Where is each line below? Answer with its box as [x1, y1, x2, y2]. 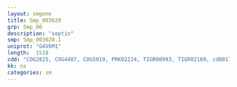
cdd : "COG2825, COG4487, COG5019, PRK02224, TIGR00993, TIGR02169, [7, 56, 210, 63]
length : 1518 [7, 50, 49, 57]
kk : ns [7, 62, 27, 69]
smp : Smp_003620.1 [7, 36, 61, 43]
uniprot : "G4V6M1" [7, 43, 61, 50]
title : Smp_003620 [7, 17, 61, 24]
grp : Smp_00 [7, 23, 42, 30]
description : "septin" [7, 29, 74, 37]
